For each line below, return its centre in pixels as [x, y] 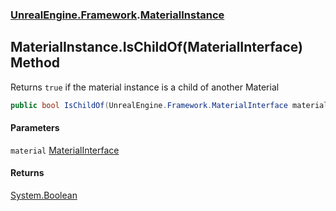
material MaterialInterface [65, 150]
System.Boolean [44, 195]
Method [35, 63]
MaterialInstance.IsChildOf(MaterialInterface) [156, 47]
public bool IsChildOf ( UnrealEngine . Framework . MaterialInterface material [169, 105]
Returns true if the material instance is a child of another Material [145, 87]
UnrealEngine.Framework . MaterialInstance [117, 15]
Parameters [35, 128]
